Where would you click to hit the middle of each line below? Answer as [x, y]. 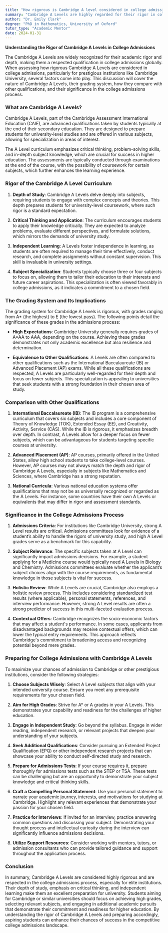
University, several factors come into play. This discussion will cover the [79, 78]
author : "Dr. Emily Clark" [33, 19]
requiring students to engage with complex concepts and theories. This [86, 200]
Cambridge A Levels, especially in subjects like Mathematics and [79, 471]
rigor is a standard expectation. [44, 210]
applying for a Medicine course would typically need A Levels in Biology [86, 562]
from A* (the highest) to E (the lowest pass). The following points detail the [82, 317]
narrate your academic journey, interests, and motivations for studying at [87, 797]
